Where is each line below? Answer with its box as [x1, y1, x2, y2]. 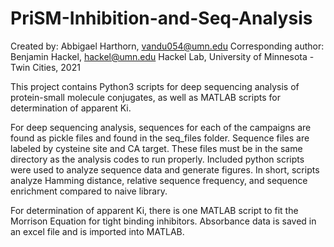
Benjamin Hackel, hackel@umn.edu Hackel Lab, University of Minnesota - [10, 50, 315, 62]
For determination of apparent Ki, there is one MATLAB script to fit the [10, 204, 299, 216]
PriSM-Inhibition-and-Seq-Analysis [10, 7, 313, 30]
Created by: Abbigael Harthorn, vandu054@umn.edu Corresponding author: [10, 40, 325, 52]
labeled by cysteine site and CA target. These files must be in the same [10, 142, 303, 154]
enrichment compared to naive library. [10, 185, 168, 197]
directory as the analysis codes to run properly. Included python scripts [10, 153, 305, 165]
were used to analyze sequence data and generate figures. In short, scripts [10, 163, 320, 176]
